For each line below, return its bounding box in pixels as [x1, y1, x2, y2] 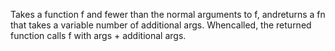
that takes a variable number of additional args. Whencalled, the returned [10, 19, 312, 31]
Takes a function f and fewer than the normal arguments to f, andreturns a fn [10, 9, 326, 20]
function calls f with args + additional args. [10, 30, 187, 41]
